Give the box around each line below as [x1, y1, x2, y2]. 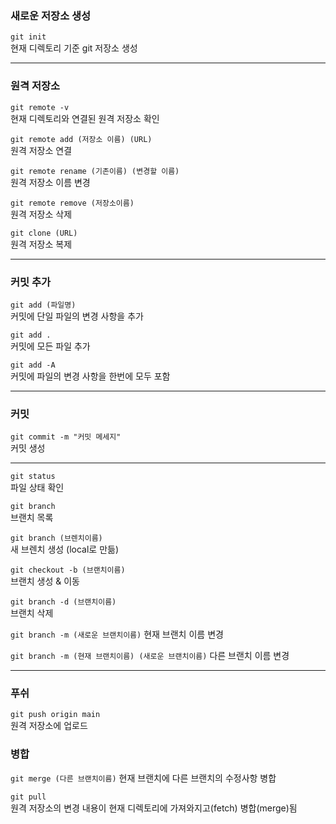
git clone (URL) [10, 228, 78, 238]
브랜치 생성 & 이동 [10, 575, 80, 587]
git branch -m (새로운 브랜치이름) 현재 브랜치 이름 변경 [10, 628, 224, 641]
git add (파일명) [10, 300, 77, 310]
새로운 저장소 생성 [10, 8, 92, 22]
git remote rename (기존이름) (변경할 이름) [10, 166, 180, 176]
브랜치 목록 [10, 512, 54, 524]
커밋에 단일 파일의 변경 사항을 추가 [10, 310, 144, 322]
